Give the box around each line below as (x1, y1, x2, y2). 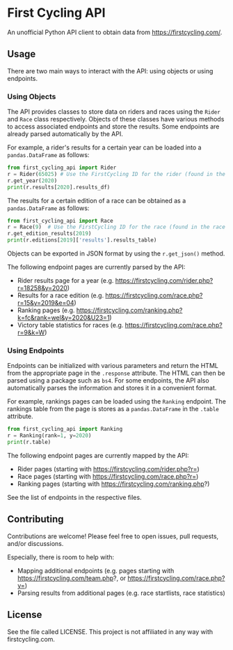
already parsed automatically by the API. (7, 130, 123, 138)
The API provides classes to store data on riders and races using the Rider (7, 108, 220, 116)
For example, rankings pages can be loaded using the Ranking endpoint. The (7, 397, 226, 406)
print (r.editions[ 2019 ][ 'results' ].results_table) (7, 237, 157, 244)
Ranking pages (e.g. (17, 306, 75, 315)
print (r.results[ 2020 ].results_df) (7, 184, 111, 191)
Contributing (7, 513, 64, 525)
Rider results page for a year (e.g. (17, 276, 114, 285)
